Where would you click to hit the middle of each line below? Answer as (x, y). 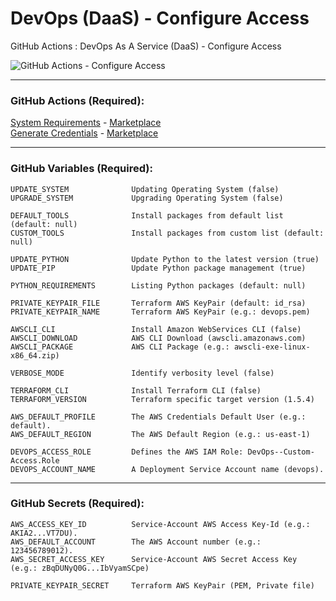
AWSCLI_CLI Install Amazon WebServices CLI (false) (156, 329)
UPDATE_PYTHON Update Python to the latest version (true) (165, 259)
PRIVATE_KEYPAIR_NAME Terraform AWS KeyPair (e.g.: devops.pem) (160, 312)
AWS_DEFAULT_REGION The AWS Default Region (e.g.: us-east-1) (160, 434)
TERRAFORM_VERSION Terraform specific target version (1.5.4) (162, 399)
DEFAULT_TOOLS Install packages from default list (147, 215)
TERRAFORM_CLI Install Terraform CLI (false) (136, 390)
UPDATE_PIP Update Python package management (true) (158, 268)
